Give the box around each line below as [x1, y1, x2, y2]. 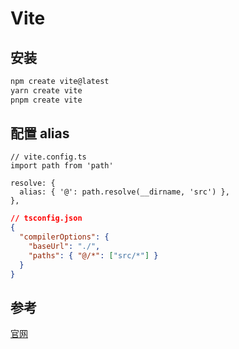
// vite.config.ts [10, 152, 87, 162]
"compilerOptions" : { [19, 232, 110, 242]
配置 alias [10, 125, 70, 142]
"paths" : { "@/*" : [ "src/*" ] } [28, 250, 159, 261]
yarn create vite [10, 85, 83, 96]
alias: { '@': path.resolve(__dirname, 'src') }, [19, 187, 230, 197]
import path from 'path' [10, 161, 114, 171]
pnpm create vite [10, 95, 83, 105]
